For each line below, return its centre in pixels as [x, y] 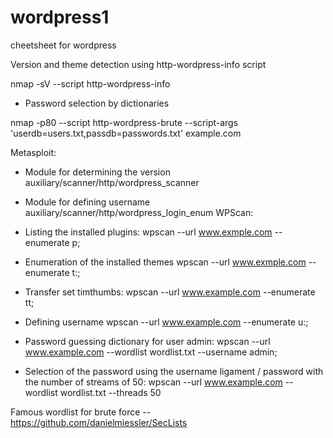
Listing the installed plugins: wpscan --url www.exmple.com [148, 232]
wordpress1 [60, 17]
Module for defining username [87, 202]
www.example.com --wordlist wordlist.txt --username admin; [151, 352]
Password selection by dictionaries [97, 103]
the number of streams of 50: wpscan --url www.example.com [153, 382]
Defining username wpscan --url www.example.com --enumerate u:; [166, 322]
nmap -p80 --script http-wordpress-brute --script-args [124, 122]
